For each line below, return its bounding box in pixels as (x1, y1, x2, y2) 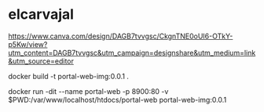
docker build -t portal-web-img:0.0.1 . (8, 71, 130, 81)
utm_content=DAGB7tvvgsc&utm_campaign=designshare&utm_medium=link (8, 48, 256, 57)
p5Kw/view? (8, 39, 48, 49)
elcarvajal (8, 5, 75, 23)
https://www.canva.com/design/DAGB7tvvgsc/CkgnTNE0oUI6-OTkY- (8, 31, 233, 41)
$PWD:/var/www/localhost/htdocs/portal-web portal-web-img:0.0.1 (8, 95, 227, 104)
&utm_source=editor (8, 56, 75, 66)
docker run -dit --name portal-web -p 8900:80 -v (8, 86, 169, 96)
